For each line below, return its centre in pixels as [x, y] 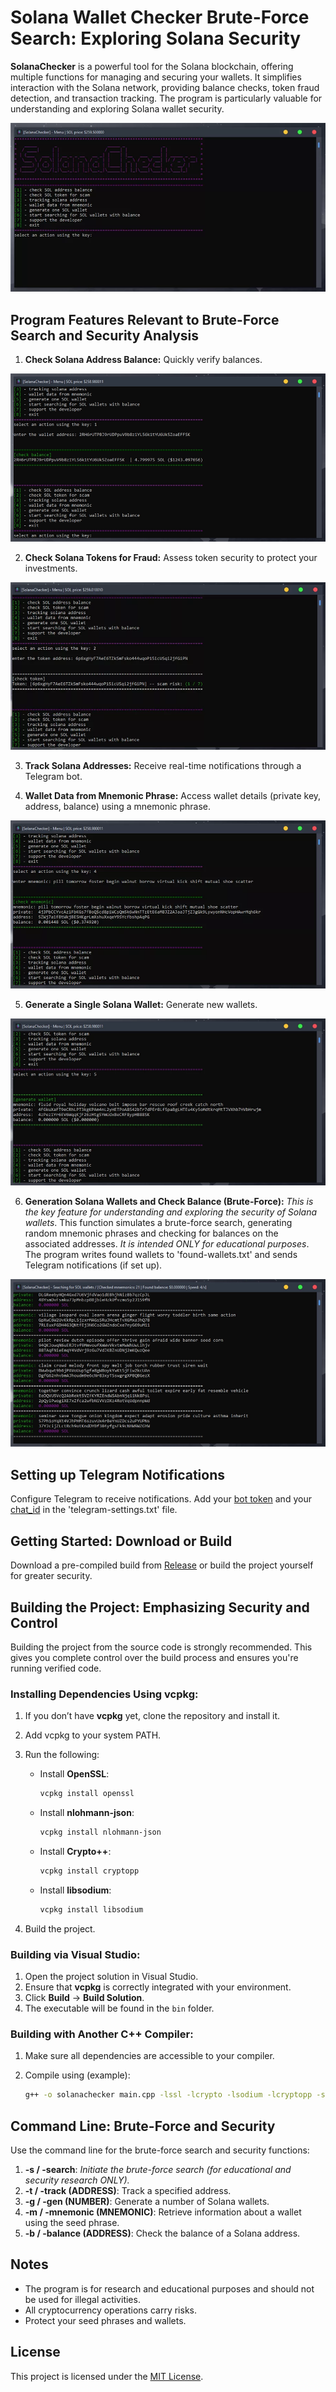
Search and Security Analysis [105, 335]
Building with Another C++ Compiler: [102, 2034]
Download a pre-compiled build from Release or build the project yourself [162, 1565]
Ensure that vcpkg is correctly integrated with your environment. [158, 1987]
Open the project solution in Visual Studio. [111, 1977]
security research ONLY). [77, 2180]
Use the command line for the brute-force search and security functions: [160, 2150]
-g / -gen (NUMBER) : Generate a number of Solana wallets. [147, 2201]
